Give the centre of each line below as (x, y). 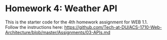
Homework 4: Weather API (61, 9)
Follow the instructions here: (34, 27)
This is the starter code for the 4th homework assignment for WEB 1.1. (77, 22)
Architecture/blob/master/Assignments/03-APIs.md (58, 32)
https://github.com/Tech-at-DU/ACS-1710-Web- (113, 27)
